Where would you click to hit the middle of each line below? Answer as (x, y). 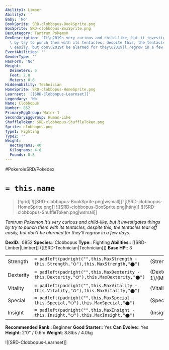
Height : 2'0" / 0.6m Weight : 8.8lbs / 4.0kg (49, 332)
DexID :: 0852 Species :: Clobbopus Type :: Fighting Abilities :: (68, 242)
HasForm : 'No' (20, 61)
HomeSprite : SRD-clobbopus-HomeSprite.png (50, 89)
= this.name (30, 188)
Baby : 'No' (17, 19)
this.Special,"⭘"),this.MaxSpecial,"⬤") (84, 303)
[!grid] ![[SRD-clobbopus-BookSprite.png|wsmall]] (70, 201)
